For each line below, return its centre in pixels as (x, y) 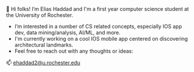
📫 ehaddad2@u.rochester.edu (43, 63)
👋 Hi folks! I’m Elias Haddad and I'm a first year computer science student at (98, 9)
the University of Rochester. (40, 15)
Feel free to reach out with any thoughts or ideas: (74, 51)
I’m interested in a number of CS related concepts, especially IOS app (98, 26)
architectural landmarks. (44, 45)
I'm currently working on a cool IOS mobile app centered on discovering (101, 39)
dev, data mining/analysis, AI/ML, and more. (67, 33)
